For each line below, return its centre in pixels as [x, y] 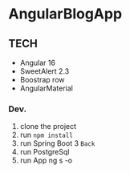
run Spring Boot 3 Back [57, 143]
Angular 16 [38, 62]
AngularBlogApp [65, 14]
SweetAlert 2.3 [45, 71]
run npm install [47, 135]
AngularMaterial [47, 88]
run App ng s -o [46, 160]
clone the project [48, 127]
